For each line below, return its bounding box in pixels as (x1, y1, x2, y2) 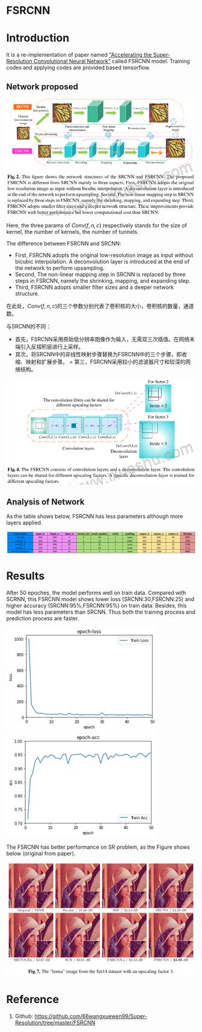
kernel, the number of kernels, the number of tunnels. (6, 228, 139, 236)
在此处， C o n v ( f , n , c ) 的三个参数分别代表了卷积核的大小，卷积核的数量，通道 (6, 303, 194, 310)
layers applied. (6, 519, 43, 526)
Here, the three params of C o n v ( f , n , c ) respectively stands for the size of (6, 222, 188, 229)
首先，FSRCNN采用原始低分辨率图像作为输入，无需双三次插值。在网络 (14, 336, 190, 343)
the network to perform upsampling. (14, 265, 105, 272)
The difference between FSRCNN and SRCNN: (6, 240, 121, 247)
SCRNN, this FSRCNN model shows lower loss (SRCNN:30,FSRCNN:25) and (6, 595, 195, 603)
